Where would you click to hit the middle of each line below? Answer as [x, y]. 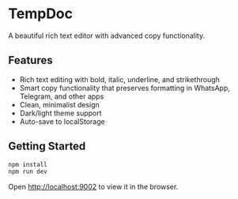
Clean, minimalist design [60, 104]
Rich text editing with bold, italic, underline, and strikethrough [119, 79]
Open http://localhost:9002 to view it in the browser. [93, 187]
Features [30, 60]
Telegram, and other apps [62, 96]
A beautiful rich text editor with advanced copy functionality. [107, 36]
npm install [28, 164]
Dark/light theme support [60, 113]
